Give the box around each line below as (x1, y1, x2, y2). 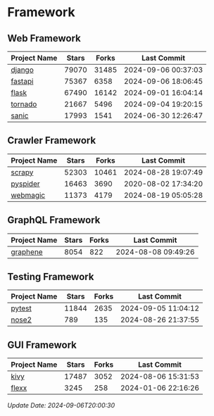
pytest (11, 303, 32, 313)
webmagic (11, 190, 46, 200)
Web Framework (7, 32, 81, 44)
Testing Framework (7, 271, 94, 283)
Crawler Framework (7, 134, 96, 146)
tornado (11, 99, 37, 109)
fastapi (11, 77, 34, 86)
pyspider (11, 179, 40, 189)
